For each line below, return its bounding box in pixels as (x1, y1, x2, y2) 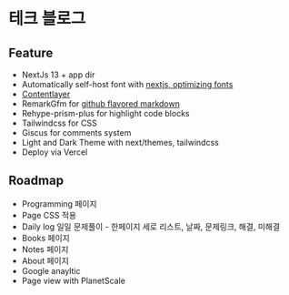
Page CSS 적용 (21, 209, 77, 220)
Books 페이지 (21, 232, 70, 243)
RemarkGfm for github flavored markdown (21, 98, 181, 109)
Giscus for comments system (21, 127, 132, 137)
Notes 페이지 (21, 243, 69, 255)
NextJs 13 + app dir (21, 69, 95, 80)
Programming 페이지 (21, 198, 97, 209)
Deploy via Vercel (21, 147, 88, 158)
